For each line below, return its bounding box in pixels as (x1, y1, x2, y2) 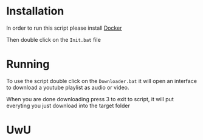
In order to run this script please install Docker (6, 24, 122, 32)
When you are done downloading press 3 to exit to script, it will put (6, 95, 174, 102)
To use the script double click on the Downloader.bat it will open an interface (6, 77, 198, 84)
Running (6, 58, 50, 71)
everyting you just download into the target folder (6, 102, 131, 109)
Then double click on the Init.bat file (6, 36, 101, 43)
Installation (6, 4, 64, 18)
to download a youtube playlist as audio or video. (6, 84, 129, 91)
